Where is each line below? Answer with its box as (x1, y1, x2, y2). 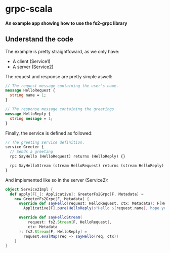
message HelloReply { (5, 111, 51, 116)
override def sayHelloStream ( (18, 215, 82, 220)
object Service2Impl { (5, 186, 53, 192)
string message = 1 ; (10, 116, 53, 121)
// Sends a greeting (10, 149, 53, 154)
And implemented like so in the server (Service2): (5, 177, 109, 183)
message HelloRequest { (5, 88, 56, 93)
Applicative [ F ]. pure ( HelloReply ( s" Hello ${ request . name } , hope (23, 206, 159, 211)
